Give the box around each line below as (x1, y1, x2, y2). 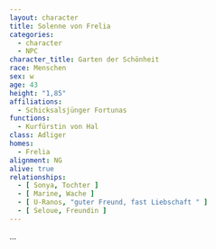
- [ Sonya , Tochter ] (17, 181, 99, 190)
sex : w (9, 72, 34, 81)
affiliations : (9, 97, 63, 106)
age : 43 (9, 80, 39, 89)
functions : (9, 114, 51, 123)
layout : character (9, 13, 79, 23)
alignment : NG (9, 155, 63, 165)
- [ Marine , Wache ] (17, 189, 95, 198)
